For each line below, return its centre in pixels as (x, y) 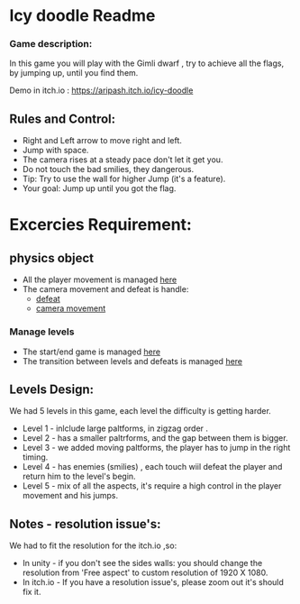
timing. (35, 457)
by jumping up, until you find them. (74, 73)
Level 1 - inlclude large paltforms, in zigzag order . (115, 428)
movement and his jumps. (70, 496)
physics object (52, 258)
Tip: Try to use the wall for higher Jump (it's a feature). (124, 179)
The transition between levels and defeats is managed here (132, 361)
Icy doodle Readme (82, 16)
